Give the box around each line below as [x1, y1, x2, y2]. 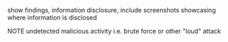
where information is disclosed [7, 13, 98, 22]
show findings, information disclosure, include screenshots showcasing [7, 6, 216, 14]
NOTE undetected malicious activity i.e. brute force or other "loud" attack [7, 27, 222, 35]
